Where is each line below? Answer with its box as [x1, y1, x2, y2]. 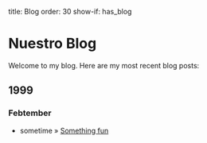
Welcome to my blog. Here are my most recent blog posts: [8, 60, 200, 70]
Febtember [8, 107, 52, 118]
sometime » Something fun [19, 126, 109, 135]
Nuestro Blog [8, 35, 97, 52]
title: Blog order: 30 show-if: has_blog [8, 7, 132, 16]
